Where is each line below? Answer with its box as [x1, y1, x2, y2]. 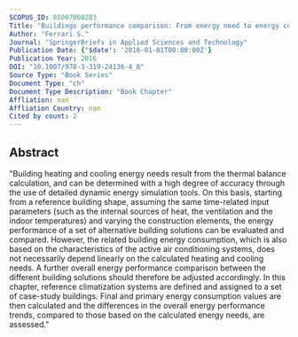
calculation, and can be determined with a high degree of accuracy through [9, 177, 286, 188]
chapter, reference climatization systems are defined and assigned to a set [9, 281, 282, 292]
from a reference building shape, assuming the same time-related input [9, 196, 270, 207]
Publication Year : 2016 [9, 54, 98, 63]
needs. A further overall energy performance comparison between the [9, 263, 266, 273]
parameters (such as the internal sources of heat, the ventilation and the [9, 206, 273, 216]
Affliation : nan [9, 95, 69, 105]
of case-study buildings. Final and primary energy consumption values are [9, 290, 282, 302]
